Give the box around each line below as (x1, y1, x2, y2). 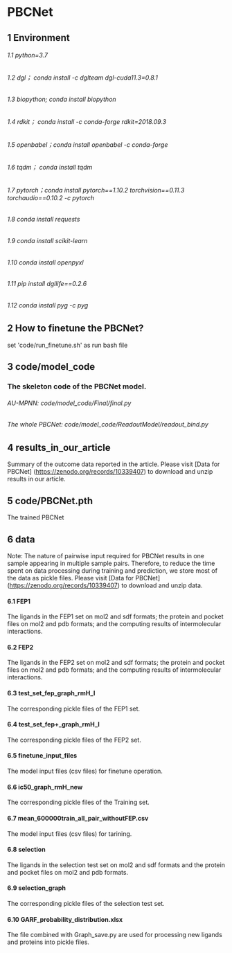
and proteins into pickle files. (7, 938, 90, 946)
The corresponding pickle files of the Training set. (7, 798, 150, 807)
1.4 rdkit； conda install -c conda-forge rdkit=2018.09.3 (7, 118, 167, 125)
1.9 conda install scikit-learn (7, 237, 88, 245)
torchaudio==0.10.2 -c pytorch (7, 193, 95, 202)
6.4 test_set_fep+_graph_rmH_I (7, 720, 100, 729)
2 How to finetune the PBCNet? (7, 323, 144, 335)
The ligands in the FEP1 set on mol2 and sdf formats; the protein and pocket (7, 612, 224, 621)
